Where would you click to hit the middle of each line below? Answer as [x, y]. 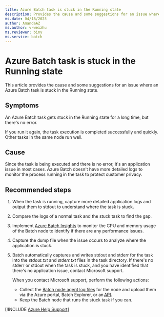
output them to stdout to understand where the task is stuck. [73, 207]
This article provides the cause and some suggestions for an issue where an [82, 85]
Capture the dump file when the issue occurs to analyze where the [79, 240]
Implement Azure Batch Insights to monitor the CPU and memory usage [84, 226]
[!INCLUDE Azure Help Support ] [37, 309]
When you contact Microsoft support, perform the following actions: [81, 280]
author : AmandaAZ [23, 23]
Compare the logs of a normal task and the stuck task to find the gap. [82, 216]
